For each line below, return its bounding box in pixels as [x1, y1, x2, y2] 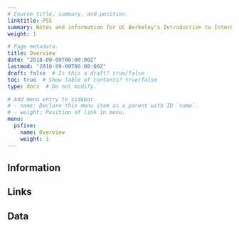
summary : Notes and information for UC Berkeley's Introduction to [7, 23, 212, 31]
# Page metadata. [7, 43, 59, 51]
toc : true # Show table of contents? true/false [7, 76, 158, 83]
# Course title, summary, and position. [7, 10, 129, 18]
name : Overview [20, 129, 65, 136]
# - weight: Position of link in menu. [7, 109, 126, 116]
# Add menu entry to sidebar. [7, 95, 97, 103]
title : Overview [7, 50, 55, 57]
